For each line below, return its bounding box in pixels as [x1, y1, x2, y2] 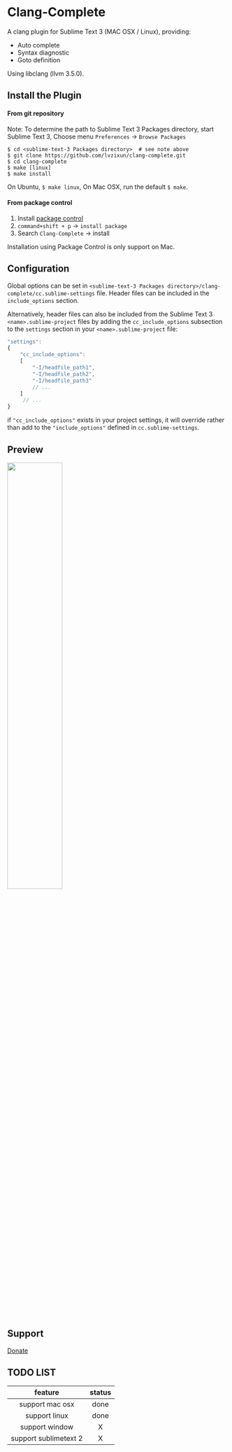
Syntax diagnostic [17, 48, 70, 57]
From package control [7, 199, 73, 207]
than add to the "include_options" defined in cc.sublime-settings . [7, 423, 200, 432]
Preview [7, 444, 44, 456]
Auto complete [17, 41, 60, 49]
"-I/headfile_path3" [32, 377, 92, 384]
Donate [7, 1346, 29, 1355]
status [89, 1387, 112, 1397]
